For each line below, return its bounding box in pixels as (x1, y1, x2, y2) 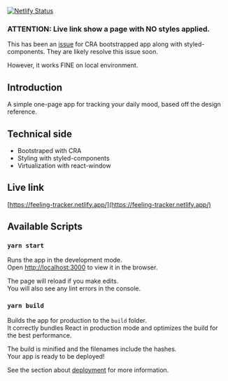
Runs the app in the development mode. (7, 256, 122, 265)
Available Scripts (7, 221, 83, 233)
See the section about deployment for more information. (7, 366, 169, 374)
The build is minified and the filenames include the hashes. (7, 345, 177, 353)
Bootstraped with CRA (17, 146, 82, 154)
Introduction (7, 81, 63, 93)
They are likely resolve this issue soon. (46, 48, 159, 56)
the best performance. (7, 330, 72, 340)
